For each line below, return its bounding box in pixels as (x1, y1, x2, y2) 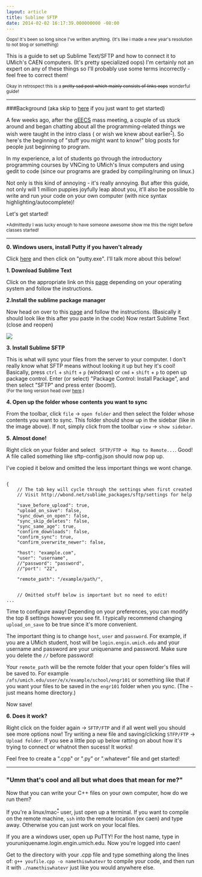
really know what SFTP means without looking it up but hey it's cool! (6, 363, 176, 370)
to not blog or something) (6, 42, 59, 48)
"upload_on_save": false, (17, 508, 82, 514)
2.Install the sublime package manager (6, 297, 106, 304)
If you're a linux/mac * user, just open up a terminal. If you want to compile (6, 808, 189, 815)
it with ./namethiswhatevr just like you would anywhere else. (6, 864, 155, 871)
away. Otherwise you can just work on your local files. (6, 821, 140, 828)
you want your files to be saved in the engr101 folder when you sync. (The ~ (6, 683, 194, 690)
